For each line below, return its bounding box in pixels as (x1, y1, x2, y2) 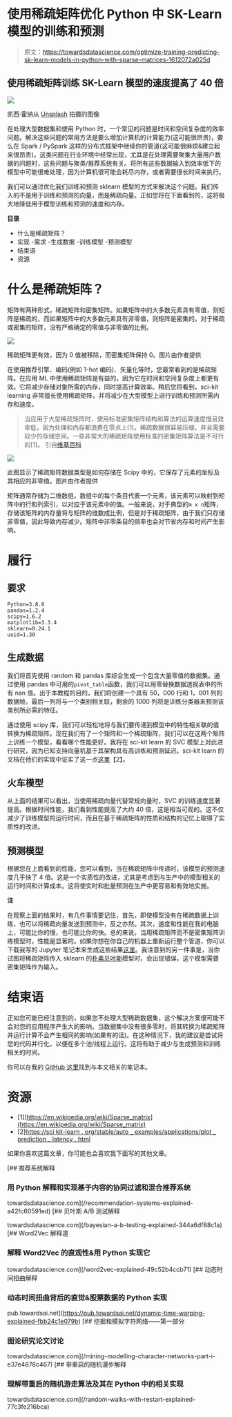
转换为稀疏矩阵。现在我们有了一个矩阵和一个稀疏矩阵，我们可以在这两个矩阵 (7, 729, 225, 738)
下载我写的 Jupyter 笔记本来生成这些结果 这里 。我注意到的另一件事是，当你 (7, 945, 220, 954)
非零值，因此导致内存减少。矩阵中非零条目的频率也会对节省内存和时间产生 (7, 517, 219, 526)
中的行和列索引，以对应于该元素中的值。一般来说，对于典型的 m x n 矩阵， (12, 500, 222, 508)
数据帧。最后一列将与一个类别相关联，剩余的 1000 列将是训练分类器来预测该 (7, 697, 224, 705)
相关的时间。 (7, 1048, 43, 1057)
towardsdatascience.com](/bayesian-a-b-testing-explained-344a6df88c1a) (7, 1221, 222, 1229)
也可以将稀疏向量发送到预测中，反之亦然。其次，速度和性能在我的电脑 (19, 920, 219, 928)
